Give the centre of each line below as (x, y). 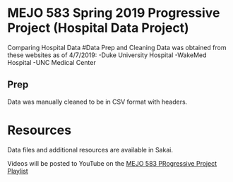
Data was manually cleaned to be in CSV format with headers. (97, 102)
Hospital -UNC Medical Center (52, 62)
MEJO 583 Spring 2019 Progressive (114, 13)
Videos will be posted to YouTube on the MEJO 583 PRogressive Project (112, 163)
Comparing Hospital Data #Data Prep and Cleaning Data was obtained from (117, 47)
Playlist (18, 171)
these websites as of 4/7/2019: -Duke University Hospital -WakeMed (107, 55)
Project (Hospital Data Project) (98, 28)
